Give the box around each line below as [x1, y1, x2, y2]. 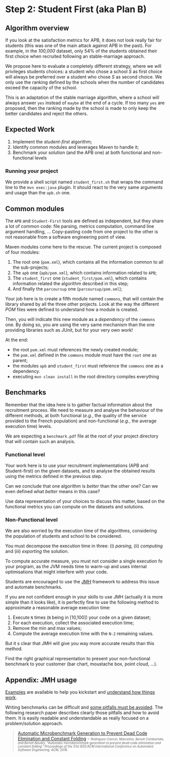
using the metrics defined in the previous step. [5, 473, 103, 480]
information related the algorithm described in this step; [12, 280, 129, 287]
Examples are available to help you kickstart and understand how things [5, 689, 155, 695]
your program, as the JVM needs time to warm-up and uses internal [5, 564, 147, 570]
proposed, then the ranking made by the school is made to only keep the [5, 105, 157, 111]
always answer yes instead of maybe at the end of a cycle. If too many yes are [5, 100, 165, 106]
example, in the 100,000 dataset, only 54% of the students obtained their [5, 48, 158, 54]
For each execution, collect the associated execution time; [12, 620, 134, 626]
